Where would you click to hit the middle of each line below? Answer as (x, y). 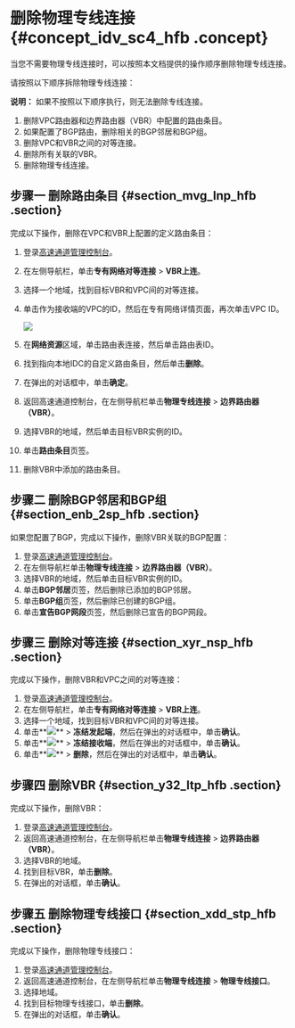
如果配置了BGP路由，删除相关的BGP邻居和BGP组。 (117, 131)
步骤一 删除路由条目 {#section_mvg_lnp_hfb (133, 196)
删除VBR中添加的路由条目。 (74, 469)
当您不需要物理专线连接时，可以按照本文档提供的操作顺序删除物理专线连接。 (151, 63)
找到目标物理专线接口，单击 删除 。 (86, 1003)
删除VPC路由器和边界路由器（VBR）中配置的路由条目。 (125, 120)
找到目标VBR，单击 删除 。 (70, 872)
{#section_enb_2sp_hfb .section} (105, 515)
